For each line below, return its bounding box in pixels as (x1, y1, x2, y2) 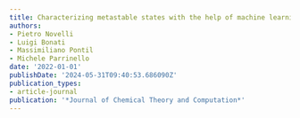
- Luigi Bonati (9, 37, 66, 47)
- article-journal (9, 87, 78, 96)
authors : (9, 21, 42, 30)
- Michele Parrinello (9, 54, 90, 63)
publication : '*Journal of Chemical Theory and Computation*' (9, 95, 246, 105)
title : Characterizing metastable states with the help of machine (9, 12, 266, 22)
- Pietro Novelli (9, 29, 74, 38)
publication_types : (9, 79, 82, 88)
